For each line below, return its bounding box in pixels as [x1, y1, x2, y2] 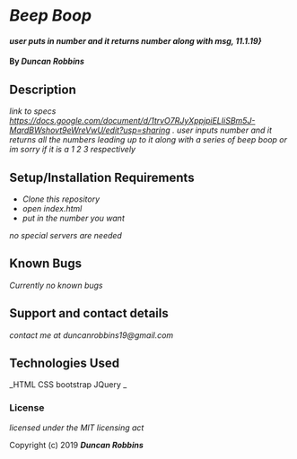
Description [9, 82, 76, 97]
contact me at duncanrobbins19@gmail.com [9, 329, 174, 341]
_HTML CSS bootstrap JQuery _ [9, 379, 127, 390]
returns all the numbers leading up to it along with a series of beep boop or [9, 134, 288, 145]
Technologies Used [9, 356, 119, 371]
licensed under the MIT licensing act [9, 422, 144, 433]
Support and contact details [9, 306, 169, 321]
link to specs [9, 106, 57, 117]
